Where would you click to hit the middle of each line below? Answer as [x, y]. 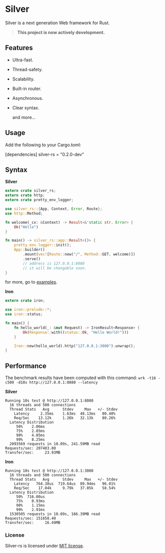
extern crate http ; [25, 195]
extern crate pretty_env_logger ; [39, 200]
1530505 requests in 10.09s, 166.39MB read [55, 514]
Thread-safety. [27, 69]
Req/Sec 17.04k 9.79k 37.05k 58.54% [65, 488]
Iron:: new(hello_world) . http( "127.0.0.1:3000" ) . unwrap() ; [75, 346]
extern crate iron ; [25, 301]
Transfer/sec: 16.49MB [33, 523]
